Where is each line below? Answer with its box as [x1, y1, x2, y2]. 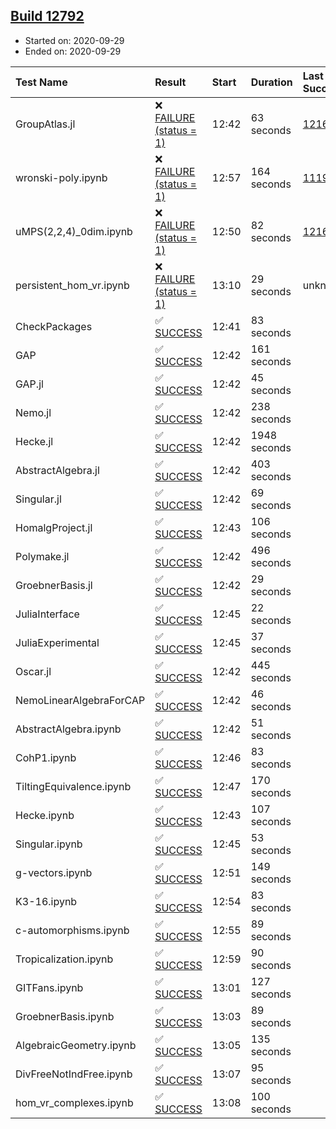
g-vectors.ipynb [15, 865, 93, 879]
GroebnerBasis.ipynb [15, 1009, 115, 1023]
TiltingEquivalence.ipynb [15, 779, 132, 793]
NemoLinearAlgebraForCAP [15, 693, 146, 707]
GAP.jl [15, 377, 44, 391]
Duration [250, 75, 293, 89]
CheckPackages [15, 319, 93, 333]
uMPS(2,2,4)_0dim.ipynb [15, 224, 133, 238]
